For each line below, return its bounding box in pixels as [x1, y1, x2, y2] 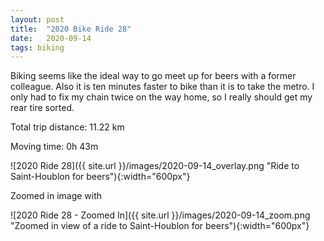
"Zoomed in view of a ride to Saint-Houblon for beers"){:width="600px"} [10, 220, 310, 232]
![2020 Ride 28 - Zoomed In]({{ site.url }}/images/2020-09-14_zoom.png [10, 209, 311, 221]
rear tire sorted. [10, 102, 75, 114]
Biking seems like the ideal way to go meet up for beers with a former [10, 70, 297, 82]
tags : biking [10, 42, 65, 53]
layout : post [10, 14, 65, 25]
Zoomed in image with [10, 190, 103, 202]
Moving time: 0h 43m [10, 141, 99, 153]
